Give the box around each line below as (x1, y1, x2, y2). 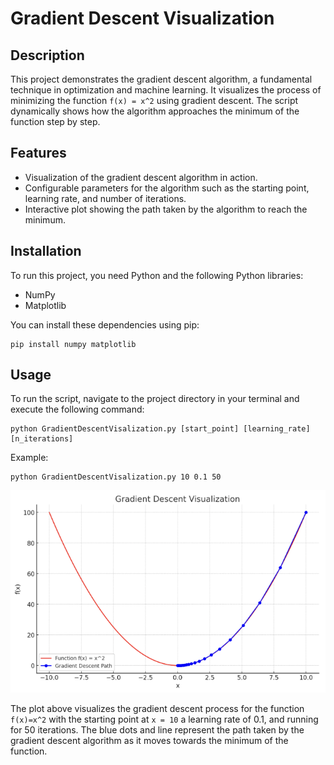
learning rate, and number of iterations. (24, 192, 187, 204)
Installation (10, 243, 82, 260)
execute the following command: (10, 403, 145, 416)
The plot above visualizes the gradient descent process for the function (10, 702, 305, 714)
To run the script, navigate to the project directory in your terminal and (10, 393, 300, 405)
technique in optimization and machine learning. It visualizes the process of (10, 84, 322, 96)
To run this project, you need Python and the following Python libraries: (10, 269, 304, 281)
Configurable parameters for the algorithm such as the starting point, (24, 182, 310, 194)
